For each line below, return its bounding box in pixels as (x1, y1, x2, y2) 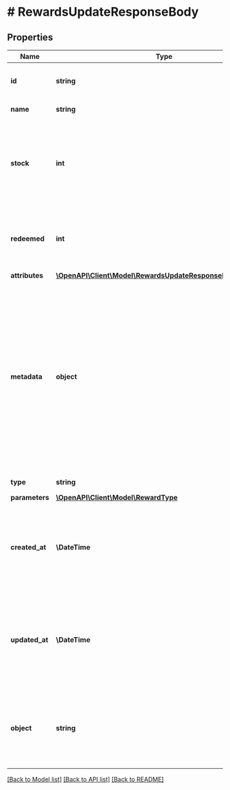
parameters (10, 493, 49, 502)
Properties (7, 32, 53, 43)
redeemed (10, 234, 45, 243)
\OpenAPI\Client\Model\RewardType (55, 493, 178, 502)
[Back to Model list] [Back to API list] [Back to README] (7, 776, 164, 783)
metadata (10, 372, 42, 381)
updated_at (10, 635, 49, 645)
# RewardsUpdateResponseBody (7, 4, 199, 20)
